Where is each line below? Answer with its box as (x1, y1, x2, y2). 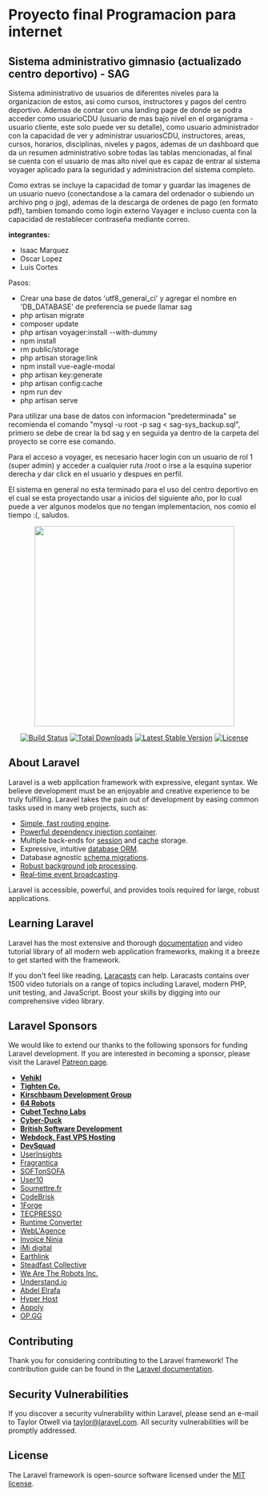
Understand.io (19, 1277, 68, 1287)
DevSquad (19, 1141, 56, 1151)
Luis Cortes (19, 263, 58, 271)
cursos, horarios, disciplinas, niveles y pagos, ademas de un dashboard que (8, 139, 259, 149)
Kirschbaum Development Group (19, 1090, 132, 1100)
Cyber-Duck (19, 1116, 62, 1125)
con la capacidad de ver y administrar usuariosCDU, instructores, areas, (8, 131, 246, 140)
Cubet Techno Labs (19, 1107, 86, 1116)
